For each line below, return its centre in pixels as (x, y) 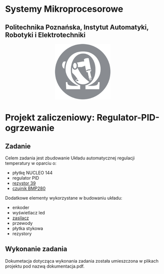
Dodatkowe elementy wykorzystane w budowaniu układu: (64, 198)
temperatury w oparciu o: (31, 163)
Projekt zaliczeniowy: (50, 118)
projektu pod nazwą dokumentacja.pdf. (45, 266)
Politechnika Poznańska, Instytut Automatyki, (77, 27)
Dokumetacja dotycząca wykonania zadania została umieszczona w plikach (82, 261)
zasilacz (20, 218)
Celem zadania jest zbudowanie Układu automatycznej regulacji (70, 158)
